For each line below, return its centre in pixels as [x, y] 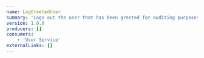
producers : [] [24, 29]
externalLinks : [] [29, 46]
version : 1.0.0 [25, 23]
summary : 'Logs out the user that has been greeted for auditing [90, 18]
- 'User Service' [39, 40]
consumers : [20, 34]
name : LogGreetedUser [34, 12]
